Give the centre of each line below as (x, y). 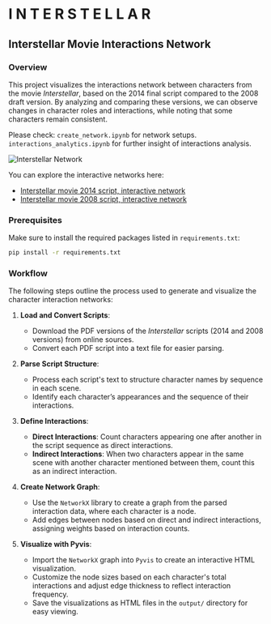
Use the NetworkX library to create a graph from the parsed (130, 502)
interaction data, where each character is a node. (114, 511)
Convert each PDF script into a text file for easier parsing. (128, 348)
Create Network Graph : (60, 487)
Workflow (28, 273)
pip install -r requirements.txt (65, 253)
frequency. (50, 594)
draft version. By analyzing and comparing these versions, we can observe (133, 101)
